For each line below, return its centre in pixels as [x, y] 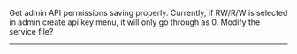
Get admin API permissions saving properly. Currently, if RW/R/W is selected [148, 13]
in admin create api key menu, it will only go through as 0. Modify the [135, 22]
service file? [31, 31]
